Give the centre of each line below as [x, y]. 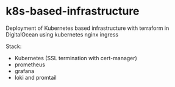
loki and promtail [35, 77]
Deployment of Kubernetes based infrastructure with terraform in [87, 28]
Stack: [14, 46]
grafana [24, 71]
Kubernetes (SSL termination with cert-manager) [76, 58]
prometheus [30, 64]
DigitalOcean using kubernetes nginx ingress [62, 34]
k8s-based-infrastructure [73, 11]
